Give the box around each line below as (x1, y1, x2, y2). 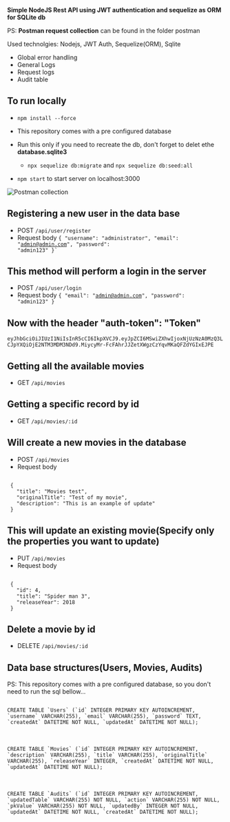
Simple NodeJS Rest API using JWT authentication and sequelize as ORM (7, 6, 222, 14)
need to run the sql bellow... (7, 687, 86, 696)
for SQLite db (7, 13, 46, 21)
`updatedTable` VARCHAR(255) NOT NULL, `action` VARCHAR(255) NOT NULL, (7, 796, 220, 803)
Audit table (17, 75, 48, 84)
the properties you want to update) (7, 536, 160, 547)
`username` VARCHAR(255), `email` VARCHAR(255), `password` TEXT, (7, 713, 202, 720)
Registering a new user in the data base (7, 208, 180, 219)
